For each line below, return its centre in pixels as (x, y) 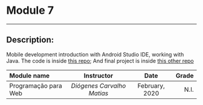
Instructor (98, 76)
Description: (30, 40)
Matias (98, 93)
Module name (30, 76)
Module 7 (30, 10)
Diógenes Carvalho (98, 86)
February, (151, 86)
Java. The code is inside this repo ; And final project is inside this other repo (100, 61)
